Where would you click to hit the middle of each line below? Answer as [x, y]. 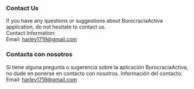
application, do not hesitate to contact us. [56, 27]
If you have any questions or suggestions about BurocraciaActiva [84, 21]
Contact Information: [31, 33]
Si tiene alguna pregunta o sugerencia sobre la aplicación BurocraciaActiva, [97, 67]
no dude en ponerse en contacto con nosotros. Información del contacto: [94, 73]
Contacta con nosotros [39, 55]
